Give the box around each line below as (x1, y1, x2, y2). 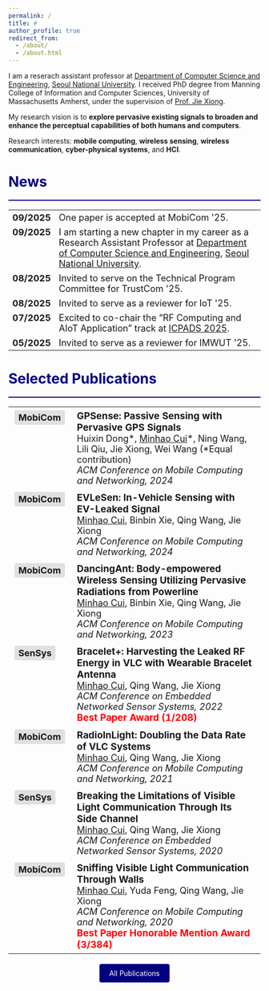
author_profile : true (8, 26, 81, 34)
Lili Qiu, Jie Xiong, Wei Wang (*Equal (76, 443, 233, 455)
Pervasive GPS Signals (76, 421, 182, 434)
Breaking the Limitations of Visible (76, 789, 236, 802)
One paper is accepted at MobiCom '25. (58, 212, 229, 223)
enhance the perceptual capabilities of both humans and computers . (8, 121, 242, 130)
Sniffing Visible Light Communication (76, 861, 250, 874)
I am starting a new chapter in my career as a (58, 226, 250, 237)
